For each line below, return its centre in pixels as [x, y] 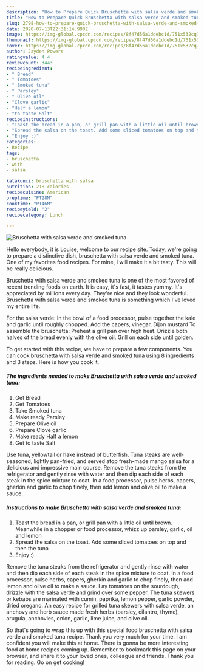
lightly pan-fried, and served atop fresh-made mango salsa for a [114, 461]
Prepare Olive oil [36, 423]
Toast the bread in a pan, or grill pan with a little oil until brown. [94, 523]
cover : [15, 46]
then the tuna [32, 549]
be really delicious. [30, 269]
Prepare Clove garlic [41, 430]
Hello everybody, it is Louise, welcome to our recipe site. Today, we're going [102, 249]
